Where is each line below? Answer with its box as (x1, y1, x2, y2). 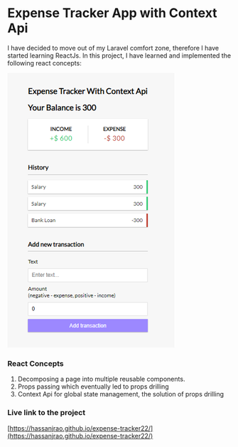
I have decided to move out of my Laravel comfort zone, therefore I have (7, 43, 219, 52)
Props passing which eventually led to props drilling (17, 382, 169, 391)
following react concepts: (7, 58, 82, 67)
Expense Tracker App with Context (7, 5, 218, 21)
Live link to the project (7, 408, 86, 418)
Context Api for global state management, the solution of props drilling (17, 390, 225, 399)
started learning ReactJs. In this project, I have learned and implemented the (7, 51, 232, 60)
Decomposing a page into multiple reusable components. (17, 375, 185, 384)
